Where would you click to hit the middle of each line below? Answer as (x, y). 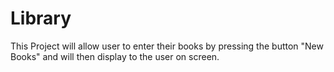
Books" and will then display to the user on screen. (115, 56)
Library (41, 18)
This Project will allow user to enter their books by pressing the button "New (167, 46)
